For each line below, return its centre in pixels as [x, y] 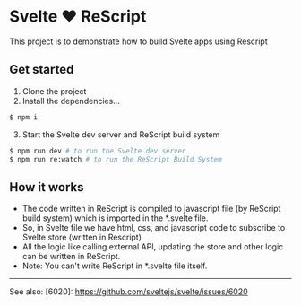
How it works [47, 187]
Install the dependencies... [71, 101]
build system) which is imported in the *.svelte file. [115, 218]
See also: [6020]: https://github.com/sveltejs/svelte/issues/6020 [129, 292]
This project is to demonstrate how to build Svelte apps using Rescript [139, 41]
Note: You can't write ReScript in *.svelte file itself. [115, 266]
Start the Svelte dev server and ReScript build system [121, 134]
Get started [42, 70]
